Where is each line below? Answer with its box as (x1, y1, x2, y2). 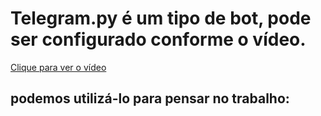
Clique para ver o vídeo (10, 61, 107, 73)
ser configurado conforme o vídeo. (10, 28, 307, 51)
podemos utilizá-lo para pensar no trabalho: (10, 90, 290, 107)
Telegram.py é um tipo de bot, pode (10, 7, 312, 30)
